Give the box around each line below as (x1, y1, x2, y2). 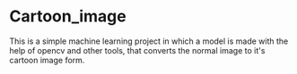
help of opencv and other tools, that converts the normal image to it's (9, 45, 266, 55)
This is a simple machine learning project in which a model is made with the (9, 36, 289, 46)
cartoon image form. (9, 54, 85, 65)
